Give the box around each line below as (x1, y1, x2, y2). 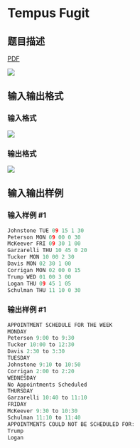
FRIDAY (7, 401, 27, 408)
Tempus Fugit (7, 5, 90, 21)
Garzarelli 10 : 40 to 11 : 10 (7, 394, 87, 402)
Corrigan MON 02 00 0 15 (7, 266, 81, 274)
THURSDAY (7, 387, 33, 395)
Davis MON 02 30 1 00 (7, 260, 72, 268)
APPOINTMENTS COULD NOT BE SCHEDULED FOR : (7, 420, 135, 428)
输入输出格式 (7, 90, 64, 103)
